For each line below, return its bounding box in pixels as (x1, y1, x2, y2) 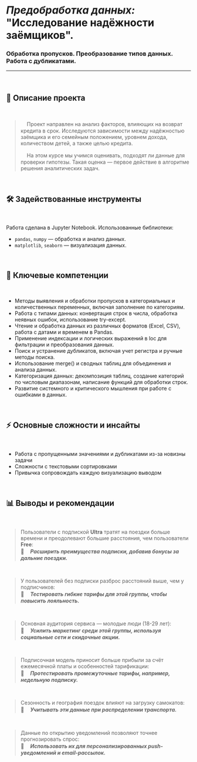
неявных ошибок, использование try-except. (14, 316, 127, 323)
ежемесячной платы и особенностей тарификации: (20, 662, 150, 670)
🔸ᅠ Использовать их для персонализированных (20, 743, 147, 750)
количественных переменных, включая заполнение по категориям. (14, 303, 185, 310)
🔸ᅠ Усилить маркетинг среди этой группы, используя (20, 627, 161, 634)
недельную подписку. (20, 676, 78, 683)
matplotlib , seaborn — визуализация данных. (14, 242, 127, 249)
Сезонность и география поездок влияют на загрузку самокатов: (20, 699, 185, 706)
